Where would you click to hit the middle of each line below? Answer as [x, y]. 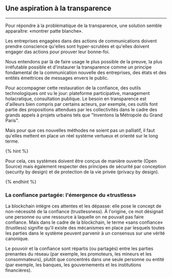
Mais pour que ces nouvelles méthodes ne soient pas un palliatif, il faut [80, 130]
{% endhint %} [21, 181]
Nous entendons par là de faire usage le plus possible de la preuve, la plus [84, 61]
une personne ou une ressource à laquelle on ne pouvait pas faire [75, 217]
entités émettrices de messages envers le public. [57, 78]
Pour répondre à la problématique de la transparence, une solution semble [84, 26]
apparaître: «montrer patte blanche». [44, 31]
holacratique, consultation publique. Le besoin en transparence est [76, 99]
